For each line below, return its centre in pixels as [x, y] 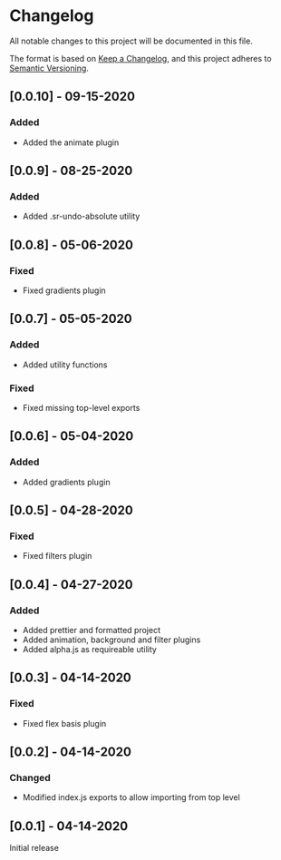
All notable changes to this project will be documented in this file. [131, 41]
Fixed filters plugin [57, 556]
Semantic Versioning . [49, 68]
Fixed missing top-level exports [81, 407]
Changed [30, 778]
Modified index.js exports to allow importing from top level [131, 797]
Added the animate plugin [71, 142]
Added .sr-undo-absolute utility [81, 216]
